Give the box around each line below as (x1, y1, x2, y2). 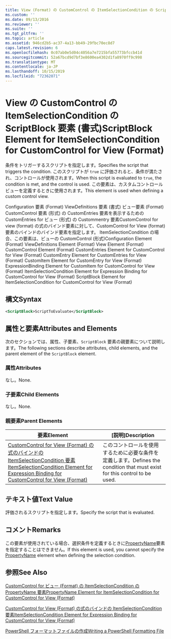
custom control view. (5, 193, 49, 199)
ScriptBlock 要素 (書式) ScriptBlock (5, 123, 153, 134)
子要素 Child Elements (5, 391, 60, 398)
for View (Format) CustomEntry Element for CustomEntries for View (5, 252, 147, 258)
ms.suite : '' (5, 26, 33, 32)
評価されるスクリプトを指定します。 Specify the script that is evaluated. (5, 509, 155, 515)
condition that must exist (102, 463, 162, 471)
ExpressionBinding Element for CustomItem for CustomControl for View (5, 263, 155, 269)
